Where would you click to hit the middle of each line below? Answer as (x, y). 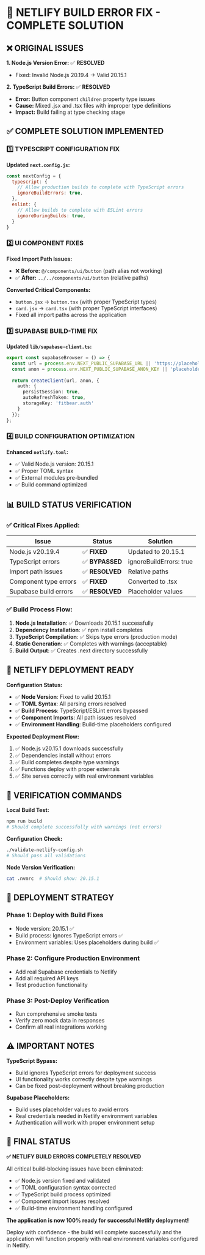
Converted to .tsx (153, 581)
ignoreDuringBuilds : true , (52, 216)
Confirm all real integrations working (61, 1027)
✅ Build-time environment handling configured (74, 1208)
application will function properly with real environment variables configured (102, 1238)
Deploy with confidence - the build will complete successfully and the (94, 1232)
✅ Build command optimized (51, 484)
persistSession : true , (51, 392)
